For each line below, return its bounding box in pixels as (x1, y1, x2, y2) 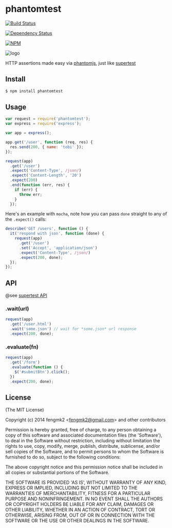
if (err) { (14, 187, 38, 192)
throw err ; (18, 192, 43, 197)
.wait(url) (5, 305, 29, 313)
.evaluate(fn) (5, 343, 39, 350)
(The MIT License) (5, 407, 45, 413)
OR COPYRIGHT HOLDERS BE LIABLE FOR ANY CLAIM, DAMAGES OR (5, 501, 154, 507)
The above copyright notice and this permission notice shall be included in (5, 464, 163, 470)
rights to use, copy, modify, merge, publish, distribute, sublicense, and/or (5, 443, 160, 449)
